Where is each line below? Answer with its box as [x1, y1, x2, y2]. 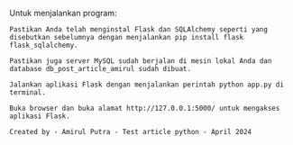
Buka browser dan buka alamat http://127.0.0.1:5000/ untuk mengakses [9, 104, 280, 113]
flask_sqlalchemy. [9, 41, 78, 50]
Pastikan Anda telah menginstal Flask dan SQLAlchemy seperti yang [9, 25, 269, 34]
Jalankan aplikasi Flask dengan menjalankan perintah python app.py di [9, 80, 284, 89]
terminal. [9, 88, 47, 97]
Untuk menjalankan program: [9, 8, 117, 18]
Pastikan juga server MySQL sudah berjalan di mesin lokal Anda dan [9, 57, 272, 66]
